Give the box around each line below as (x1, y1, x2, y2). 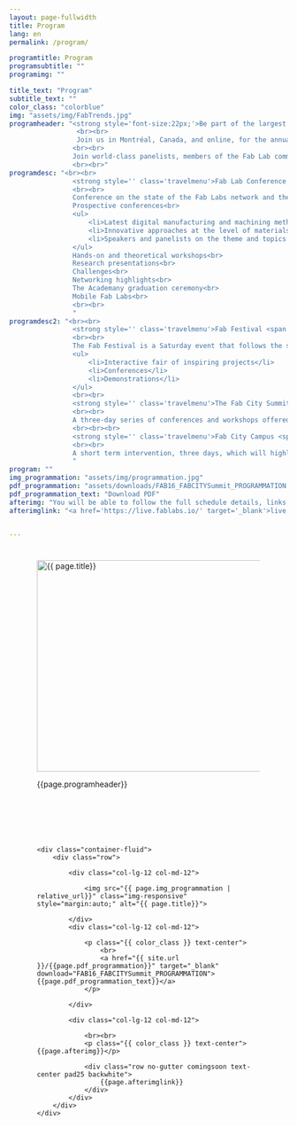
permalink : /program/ (9, 37, 89, 47)
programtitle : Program (9, 54, 93, 63)
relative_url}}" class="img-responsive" (36, 892, 188, 901)
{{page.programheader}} (36, 779, 128, 789)
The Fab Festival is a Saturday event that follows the (72, 342, 283, 351)
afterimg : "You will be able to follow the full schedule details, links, (9, 498, 291, 507)
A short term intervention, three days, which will (72, 448, 267, 457)
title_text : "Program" (9, 86, 93, 95)
